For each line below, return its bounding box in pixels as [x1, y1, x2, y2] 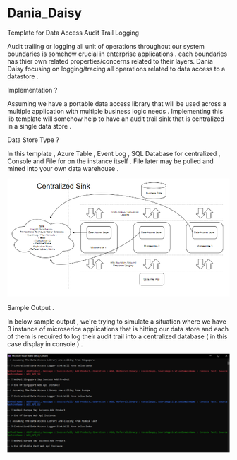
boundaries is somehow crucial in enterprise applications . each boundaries [7, 49, 228, 58]
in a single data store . [7, 122, 72, 130]
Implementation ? [7, 85, 58, 94]
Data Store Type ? [7, 136, 60, 144]
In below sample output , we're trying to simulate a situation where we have [7, 317, 227, 326]
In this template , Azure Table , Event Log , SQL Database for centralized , [7, 149, 221, 158]
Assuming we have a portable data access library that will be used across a [7, 99, 227, 107]
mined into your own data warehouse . [7, 164, 119, 172]
